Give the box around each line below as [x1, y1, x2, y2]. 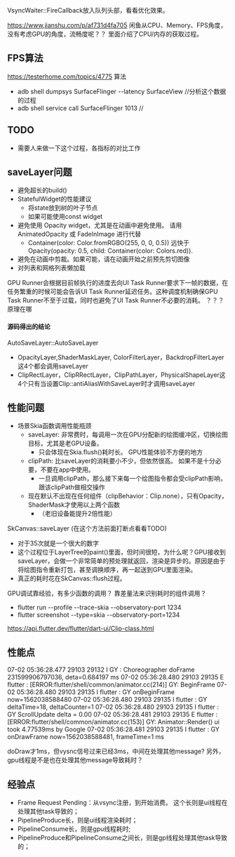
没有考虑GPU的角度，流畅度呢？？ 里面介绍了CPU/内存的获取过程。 [7, 30, 203, 38]
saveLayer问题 [7, 166, 72, 178]
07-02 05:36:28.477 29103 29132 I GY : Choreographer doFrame [7, 665, 195, 674]
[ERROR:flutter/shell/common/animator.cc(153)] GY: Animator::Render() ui [7, 718, 220, 726]
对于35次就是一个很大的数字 [17, 539, 100, 547]
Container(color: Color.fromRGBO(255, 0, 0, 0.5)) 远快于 [27, 239, 190, 247]
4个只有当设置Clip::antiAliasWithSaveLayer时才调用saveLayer [17, 379, 196, 387]
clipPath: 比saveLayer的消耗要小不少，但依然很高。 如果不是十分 [27, 457, 215, 465]
